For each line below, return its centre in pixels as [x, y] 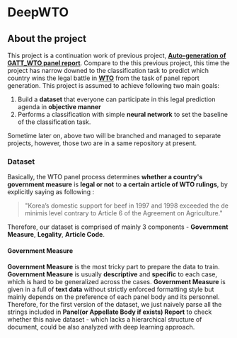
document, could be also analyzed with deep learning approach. [101, 327]
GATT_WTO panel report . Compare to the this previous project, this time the [118, 63]
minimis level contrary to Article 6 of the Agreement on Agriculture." [123, 213]
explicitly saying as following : [51, 192]
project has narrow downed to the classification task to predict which [108, 71]
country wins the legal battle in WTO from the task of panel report [103, 78]
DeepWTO [38, 12]
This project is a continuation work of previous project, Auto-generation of [117, 55]
